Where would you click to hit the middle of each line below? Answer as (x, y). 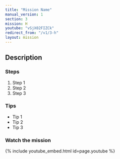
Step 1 (19, 82)
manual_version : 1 (24, 14)
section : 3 (16, 19)
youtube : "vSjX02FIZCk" (30, 28)
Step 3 (19, 93)
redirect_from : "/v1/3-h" (32, 33)
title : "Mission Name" (29, 10)
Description (24, 58)
